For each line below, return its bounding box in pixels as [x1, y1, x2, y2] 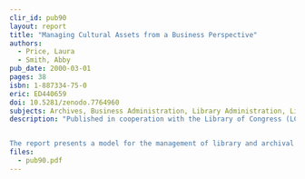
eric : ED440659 [9, 89, 67, 98]
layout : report [9, 22, 67, 31]
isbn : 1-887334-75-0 [9, 81, 88, 90]
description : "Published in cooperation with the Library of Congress [9, 114, 282, 124]
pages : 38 [9, 73, 47, 82]
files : [9, 147, 34, 157]
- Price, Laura [17, 47, 75, 56]
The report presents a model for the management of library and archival [9, 139, 295, 148]
